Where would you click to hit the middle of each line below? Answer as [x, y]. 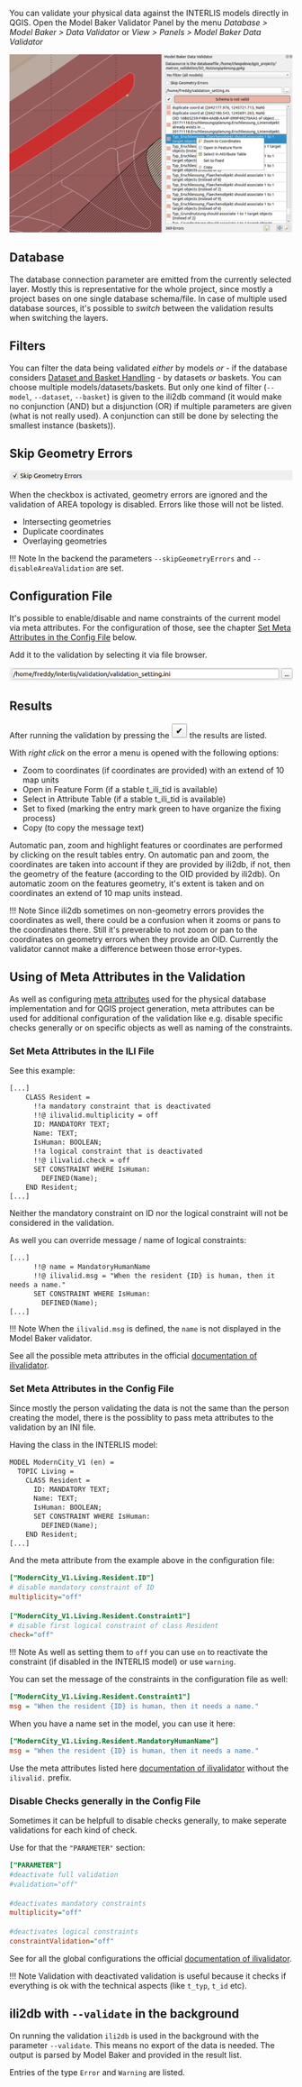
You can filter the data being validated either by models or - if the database [148, 368]
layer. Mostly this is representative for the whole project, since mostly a [141, 288]
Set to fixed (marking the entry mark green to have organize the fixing [151, 808]
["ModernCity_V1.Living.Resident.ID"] [82, 1578]
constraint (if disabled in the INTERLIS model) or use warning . [123, 1661]
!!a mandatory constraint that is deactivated [122, 1106]
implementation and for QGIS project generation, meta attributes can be [142, 1008]
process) [39, 818]
